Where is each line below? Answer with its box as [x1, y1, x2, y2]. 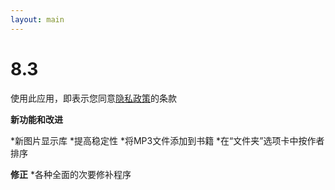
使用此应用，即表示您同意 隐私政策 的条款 [10, 92, 177, 104]
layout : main [10, 14, 65, 25]
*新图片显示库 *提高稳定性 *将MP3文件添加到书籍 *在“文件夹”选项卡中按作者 [10, 134, 325, 146]
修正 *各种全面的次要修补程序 [10, 168, 132, 180]
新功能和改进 [10, 113, 63, 125]
